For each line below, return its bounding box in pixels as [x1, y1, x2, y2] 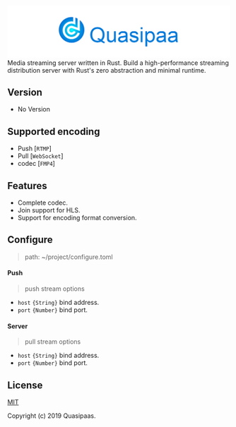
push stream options [24, 284, 85, 293]
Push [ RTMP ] [17, 144, 52, 153]
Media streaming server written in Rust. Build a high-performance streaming [7, 59, 230, 67]
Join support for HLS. [17, 206, 81, 215]
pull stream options [24, 337, 81, 346]
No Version [17, 105, 51, 114]
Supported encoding [7, 126, 100, 138]
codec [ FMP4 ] [17, 160, 55, 168]
